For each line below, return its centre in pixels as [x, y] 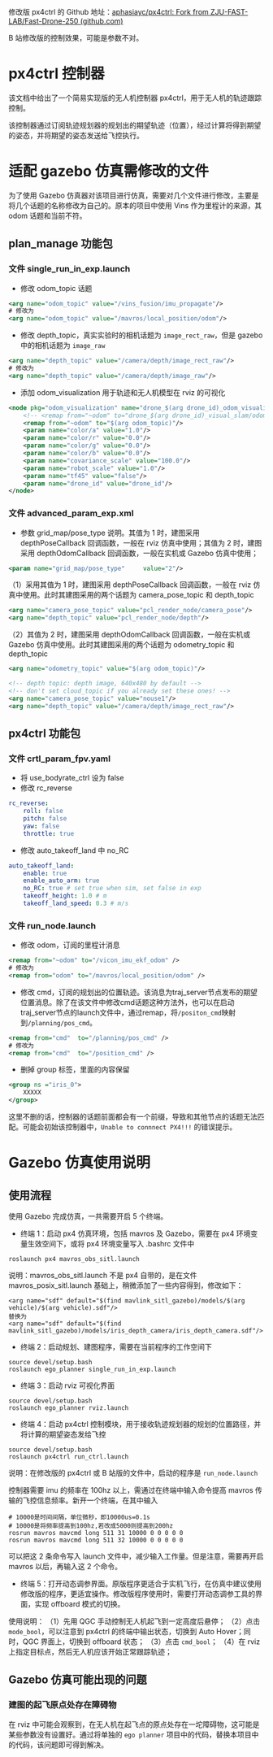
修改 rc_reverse [46, 788]
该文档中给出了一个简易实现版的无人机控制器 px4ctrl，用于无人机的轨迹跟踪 [135, 98]
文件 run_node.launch [52, 925]
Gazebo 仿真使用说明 [79, 1163]
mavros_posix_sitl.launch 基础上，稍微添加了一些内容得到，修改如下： [126, 1285]
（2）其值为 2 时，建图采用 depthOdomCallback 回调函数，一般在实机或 [130, 635]
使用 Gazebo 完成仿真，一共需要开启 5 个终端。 [88, 1216]
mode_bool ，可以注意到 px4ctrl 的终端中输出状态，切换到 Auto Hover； [126, 1632]
